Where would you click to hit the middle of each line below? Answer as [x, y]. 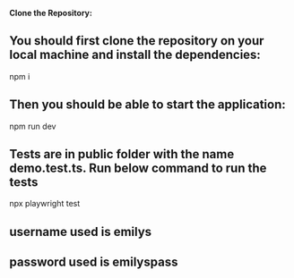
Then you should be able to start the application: [148, 105]
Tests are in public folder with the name [122, 154]
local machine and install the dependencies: [135, 55]
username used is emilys [81, 232]
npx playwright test [45, 204]
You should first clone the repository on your [137, 41]
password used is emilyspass [94, 262]
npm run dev [33, 126]
